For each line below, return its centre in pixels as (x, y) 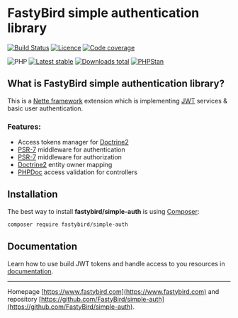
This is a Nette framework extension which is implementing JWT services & (118, 101)
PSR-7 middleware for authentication (71, 149)
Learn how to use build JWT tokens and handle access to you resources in (116, 263)
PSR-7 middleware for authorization (70, 157)
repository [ (24, 299)
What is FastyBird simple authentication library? (116, 84)
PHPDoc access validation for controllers (78, 172)
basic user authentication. (45, 108)
